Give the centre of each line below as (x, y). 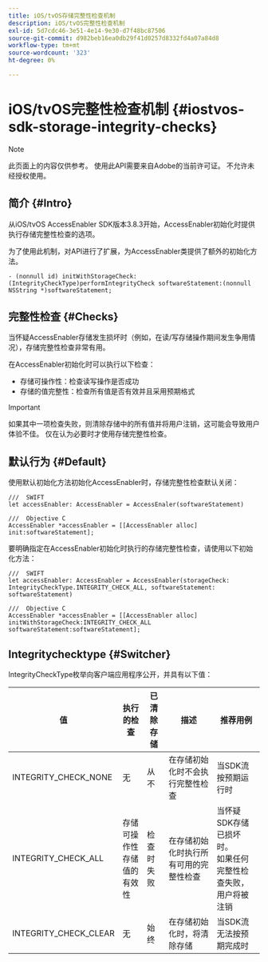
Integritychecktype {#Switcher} (90, 654)
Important (24, 407)
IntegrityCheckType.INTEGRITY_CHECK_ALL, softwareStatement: (112, 588)
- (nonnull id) (33, 276)
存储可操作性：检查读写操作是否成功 (79, 382)
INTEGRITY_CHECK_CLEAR (63, 933)
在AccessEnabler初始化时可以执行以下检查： (82, 364)
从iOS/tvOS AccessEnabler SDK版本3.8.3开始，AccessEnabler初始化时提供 (132, 224)
